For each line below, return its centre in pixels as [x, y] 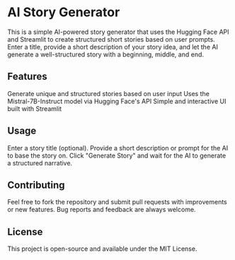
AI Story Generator [64, 12]
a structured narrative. [40, 162]
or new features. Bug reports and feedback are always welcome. [102, 210]
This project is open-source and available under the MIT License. [102, 249]
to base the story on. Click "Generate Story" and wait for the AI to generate [117, 155]
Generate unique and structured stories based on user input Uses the [109, 93]
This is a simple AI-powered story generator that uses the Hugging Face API [118, 32]
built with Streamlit [35, 108]
